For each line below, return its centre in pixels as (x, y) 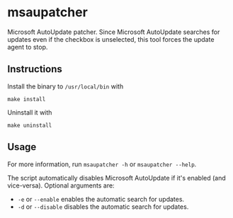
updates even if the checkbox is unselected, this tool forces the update (111, 39)
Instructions (35, 69)
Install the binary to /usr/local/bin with (66, 86)
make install (27, 99)
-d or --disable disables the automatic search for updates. (103, 207)
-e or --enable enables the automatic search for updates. (101, 199)
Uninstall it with (30, 112)
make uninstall (30, 125)
